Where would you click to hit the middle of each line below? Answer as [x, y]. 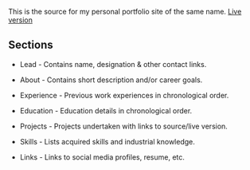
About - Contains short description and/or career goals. [111, 80]
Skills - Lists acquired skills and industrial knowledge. [107, 141]
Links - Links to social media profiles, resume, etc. [102, 157]
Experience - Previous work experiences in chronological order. [124, 95]
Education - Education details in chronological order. [106, 110]
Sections [31, 45]
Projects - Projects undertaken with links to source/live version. [124, 126]
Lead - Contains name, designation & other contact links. [113, 64]
